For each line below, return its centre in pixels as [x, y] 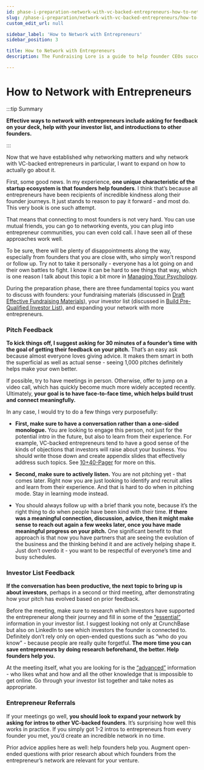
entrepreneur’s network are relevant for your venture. [73, 760]
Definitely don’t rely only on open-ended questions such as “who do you [97, 637]
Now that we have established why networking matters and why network [97, 157]
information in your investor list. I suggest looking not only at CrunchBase [98, 623]
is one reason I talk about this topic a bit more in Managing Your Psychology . [102, 276]
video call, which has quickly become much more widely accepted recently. [101, 387]
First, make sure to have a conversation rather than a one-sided [97, 424]
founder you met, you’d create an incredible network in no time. [86, 735]
